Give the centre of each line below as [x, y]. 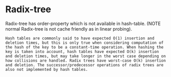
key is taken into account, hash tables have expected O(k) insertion [82, 52]
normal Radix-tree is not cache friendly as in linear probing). [69, 29]
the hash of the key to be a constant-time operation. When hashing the [84, 47]
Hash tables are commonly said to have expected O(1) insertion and [80, 38]
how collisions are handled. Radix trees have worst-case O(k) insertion [86, 60]
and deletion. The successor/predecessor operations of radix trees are [84, 65]
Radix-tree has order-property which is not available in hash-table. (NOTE [83, 23]
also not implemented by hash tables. [47, 69]
